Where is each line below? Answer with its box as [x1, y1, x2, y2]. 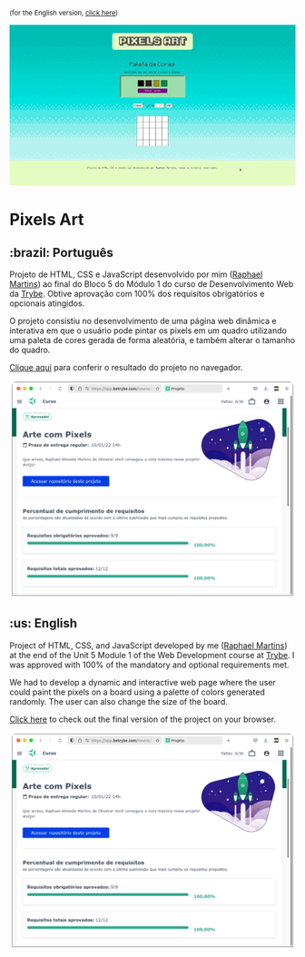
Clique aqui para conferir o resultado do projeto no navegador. [9, 362, 243, 373]
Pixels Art [9, 209, 84, 230]
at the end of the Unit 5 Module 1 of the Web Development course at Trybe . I [9, 649, 295, 660]
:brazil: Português [9, 244, 113, 261]
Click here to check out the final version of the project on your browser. [9, 714, 277, 725]
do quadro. [9, 344, 51, 356]
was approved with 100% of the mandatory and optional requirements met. [9, 659, 290, 670]
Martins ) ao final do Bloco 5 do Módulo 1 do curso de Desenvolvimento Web [9, 279, 294, 290]
